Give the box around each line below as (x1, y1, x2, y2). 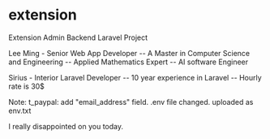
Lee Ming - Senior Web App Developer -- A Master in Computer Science (8, 48, 251, 58)
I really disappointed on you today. (8, 121, 124, 131)
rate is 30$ (8, 81, 45, 91)
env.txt (8, 106, 32, 115)
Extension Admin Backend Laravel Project (8, 33, 148, 42)
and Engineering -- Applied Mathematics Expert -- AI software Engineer (8, 57, 249, 67)
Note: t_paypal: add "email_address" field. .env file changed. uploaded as (8, 97, 254, 106)
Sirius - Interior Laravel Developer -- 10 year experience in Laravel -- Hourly (8, 72, 262, 82)
